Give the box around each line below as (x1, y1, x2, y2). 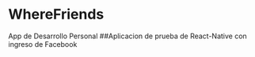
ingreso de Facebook (8, 39, 78, 48)
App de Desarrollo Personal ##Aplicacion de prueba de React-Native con (8, 31, 247, 41)
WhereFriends (8, 5, 105, 23)
